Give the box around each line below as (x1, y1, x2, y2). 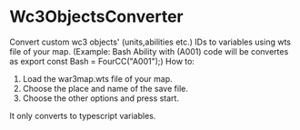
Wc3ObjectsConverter (9, 6, 184, 27)
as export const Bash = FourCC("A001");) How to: (9, 55, 195, 66)
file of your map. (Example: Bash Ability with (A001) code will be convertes (9, 45, 289, 56)
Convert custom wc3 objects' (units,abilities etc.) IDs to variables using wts (9, 36, 291, 47)
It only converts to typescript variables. (9, 110, 156, 121)
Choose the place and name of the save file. (22, 83, 188, 94)
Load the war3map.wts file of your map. (22, 73, 173, 84)
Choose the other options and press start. (22, 93, 180, 104)
